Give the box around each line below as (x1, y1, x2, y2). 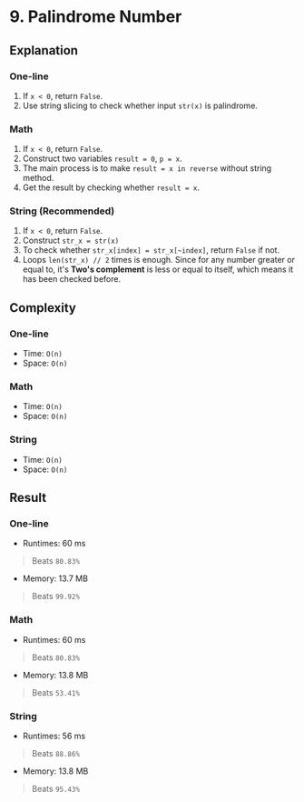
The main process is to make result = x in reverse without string (22, 163, 272, 174)
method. (22, 173, 54, 184)
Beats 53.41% (31, 687, 80, 697)
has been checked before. (22, 274, 121, 285)
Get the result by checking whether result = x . (22, 182, 201, 193)
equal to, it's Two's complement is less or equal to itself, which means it (22, 264, 294, 275)
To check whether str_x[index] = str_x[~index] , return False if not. (22, 245, 279, 256)
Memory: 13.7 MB (22, 573, 89, 584)
